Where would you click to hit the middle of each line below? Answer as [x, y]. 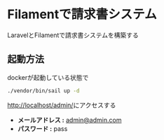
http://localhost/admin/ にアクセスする [62, 105]
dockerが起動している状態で [48, 77]
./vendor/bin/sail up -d [43, 91]
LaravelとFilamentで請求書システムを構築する [73, 35]
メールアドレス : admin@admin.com [69, 120]
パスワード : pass [42, 128]
